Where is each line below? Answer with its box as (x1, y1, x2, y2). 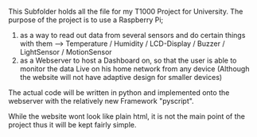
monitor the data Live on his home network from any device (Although (19, 64, 250, 74)
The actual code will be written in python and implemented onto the (8, 88, 230, 97)
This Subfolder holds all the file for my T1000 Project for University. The (8, 7, 243, 16)
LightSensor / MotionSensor (19, 48, 113, 56)
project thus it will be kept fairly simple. (8, 120, 137, 129)
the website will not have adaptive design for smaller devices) (19, 73, 223, 82)
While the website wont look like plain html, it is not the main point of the (8, 112, 245, 121)
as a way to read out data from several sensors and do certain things (19, 31, 246, 40)
